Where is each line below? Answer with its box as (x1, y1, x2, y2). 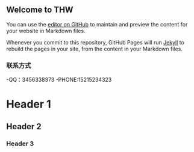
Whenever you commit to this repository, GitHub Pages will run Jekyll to (6, 38, 185, 46)
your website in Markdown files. (6, 27, 86, 34)
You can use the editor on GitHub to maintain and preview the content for (6, 20, 188, 28)
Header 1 (6, 97, 51, 111)
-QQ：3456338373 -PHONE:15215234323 (6, 76, 112, 84)
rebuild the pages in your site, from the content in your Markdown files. (6, 45, 183, 52)
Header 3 (6, 139, 34, 148)
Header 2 (6, 121, 42, 132)
